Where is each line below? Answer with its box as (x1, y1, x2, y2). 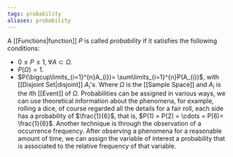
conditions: (7, 44, 40, 52)
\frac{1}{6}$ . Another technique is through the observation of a (17, 120, 202, 128)
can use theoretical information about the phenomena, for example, (17, 97, 214, 105)
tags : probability (7, 10, 61, 18)
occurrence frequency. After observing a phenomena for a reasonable (17, 127, 222, 135)
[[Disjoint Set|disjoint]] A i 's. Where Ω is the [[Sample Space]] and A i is (17, 80, 221, 91)
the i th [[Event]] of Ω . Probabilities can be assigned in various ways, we (17, 89, 226, 98)
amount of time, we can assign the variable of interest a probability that (17, 134, 225, 143)
